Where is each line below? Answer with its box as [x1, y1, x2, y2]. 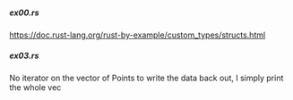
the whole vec [9, 81, 62, 93]
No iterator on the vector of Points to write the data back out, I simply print [9, 72, 284, 83]
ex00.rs [9, 7, 39, 18]
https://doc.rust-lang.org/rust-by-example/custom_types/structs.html [9, 29, 266, 40]
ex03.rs [9, 50, 39, 61]
